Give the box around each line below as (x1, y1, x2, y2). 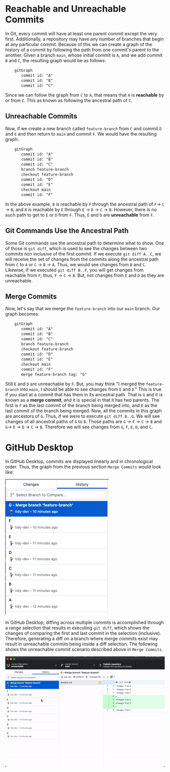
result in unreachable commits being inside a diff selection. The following (5, 641, 158, 647)
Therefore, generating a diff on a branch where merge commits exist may (5, 636, 158, 642)
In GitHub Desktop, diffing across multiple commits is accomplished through (5, 620, 164, 626)
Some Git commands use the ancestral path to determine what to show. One (5, 240, 164, 246)
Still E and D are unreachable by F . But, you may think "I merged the (5, 381, 145, 387)
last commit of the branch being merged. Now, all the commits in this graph (5, 408, 162, 414)
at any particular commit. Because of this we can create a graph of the (5, 41, 153, 47)
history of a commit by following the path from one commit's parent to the (5, 47, 159, 53)
